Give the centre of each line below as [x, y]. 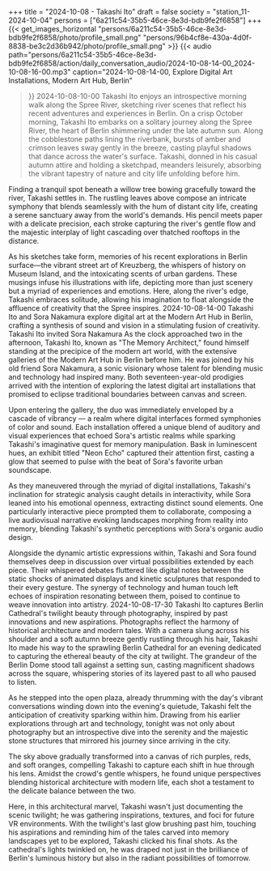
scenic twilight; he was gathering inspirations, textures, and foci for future [131, 815]
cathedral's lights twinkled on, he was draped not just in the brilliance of [128, 850]
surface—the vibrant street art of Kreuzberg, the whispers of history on [127, 265]
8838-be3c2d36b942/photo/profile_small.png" [87, 46]
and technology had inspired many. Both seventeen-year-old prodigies [126, 377]
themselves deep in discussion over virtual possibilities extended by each [131, 561]
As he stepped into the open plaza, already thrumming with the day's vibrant [136, 698]
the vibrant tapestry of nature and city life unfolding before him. [134, 174]
